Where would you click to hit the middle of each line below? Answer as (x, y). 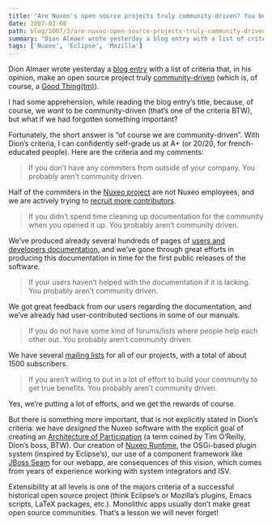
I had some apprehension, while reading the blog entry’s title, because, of (131, 102)
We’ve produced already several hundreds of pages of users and (117, 241)
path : (17, 31)
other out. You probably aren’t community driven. (110, 339)
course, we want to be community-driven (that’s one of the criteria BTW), (130, 111)
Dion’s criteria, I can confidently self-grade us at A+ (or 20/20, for (118, 143)
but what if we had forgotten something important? (93, 119)
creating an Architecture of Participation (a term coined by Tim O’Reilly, (127, 437)
